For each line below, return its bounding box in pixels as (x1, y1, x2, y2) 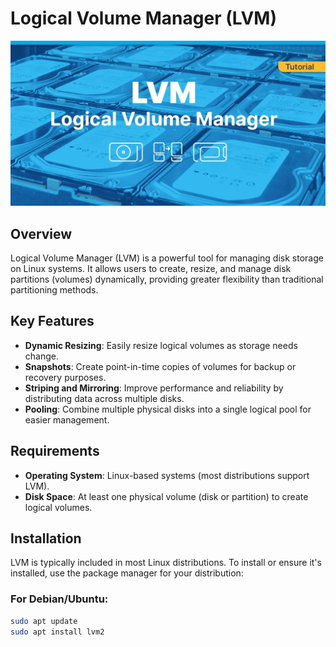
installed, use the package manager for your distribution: (10, 567, 244, 579)
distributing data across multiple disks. (24, 392, 185, 404)
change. (24, 350, 59, 362)
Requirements (10, 443, 100, 460)
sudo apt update (10, 616, 78, 626)
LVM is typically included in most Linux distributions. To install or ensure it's (10, 557, 322, 569)
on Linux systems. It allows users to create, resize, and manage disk (10, 263, 292, 275)
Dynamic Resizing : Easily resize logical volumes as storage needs (24, 339, 298, 351)
